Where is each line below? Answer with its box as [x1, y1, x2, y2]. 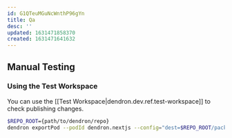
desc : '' [7, 23, 32, 30]
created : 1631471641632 [7, 36, 76, 43]
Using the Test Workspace [7, 82, 98, 91]
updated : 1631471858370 [7, 29, 76, 36]
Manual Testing [7, 61, 76, 73]
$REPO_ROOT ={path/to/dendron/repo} [7, 117, 110, 124]
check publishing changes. [7, 104, 84, 113]
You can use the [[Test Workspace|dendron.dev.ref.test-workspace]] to [7, 97, 211, 105]
